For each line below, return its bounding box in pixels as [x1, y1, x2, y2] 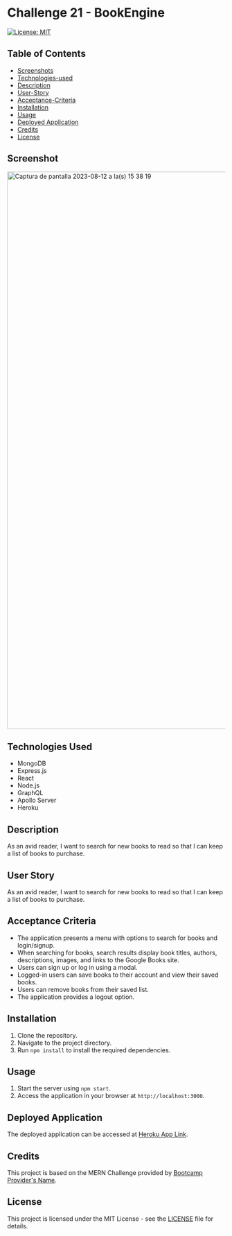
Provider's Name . [7, 1176, 57, 1185]
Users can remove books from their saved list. [17, 985, 149, 993]
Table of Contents [7, 48, 87, 60]
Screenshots [17, 66, 54, 74]
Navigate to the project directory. [17, 1038, 112, 1047]
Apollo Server [17, 796, 57, 805]
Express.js [17, 767, 47, 775]
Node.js [17, 781, 40, 790]
